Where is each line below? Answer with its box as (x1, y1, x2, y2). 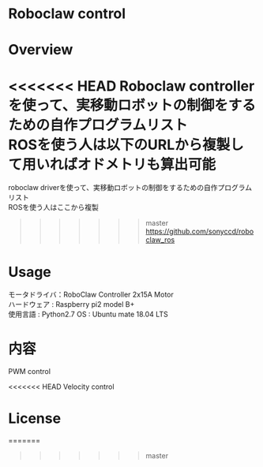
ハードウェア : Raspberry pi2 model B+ (8, 300, 135, 309)
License (8, 409, 62, 428)
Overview (8, 41, 73, 59)
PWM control (8, 367, 51, 376)
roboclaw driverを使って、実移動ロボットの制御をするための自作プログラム (8, 183, 253, 192)
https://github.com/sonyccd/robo (145, 226, 254, 237)
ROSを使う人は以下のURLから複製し (8, 136, 245, 154)
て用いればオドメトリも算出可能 (8, 155, 216, 174)
